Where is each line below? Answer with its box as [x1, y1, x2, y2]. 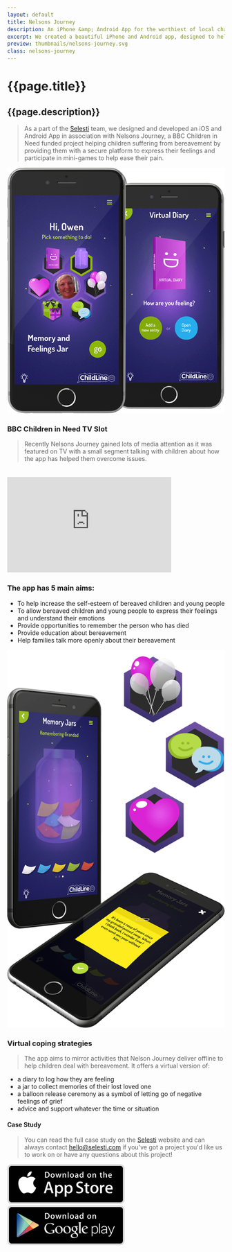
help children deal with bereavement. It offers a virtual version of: [23, 1061, 211, 1070]
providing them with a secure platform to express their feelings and [23, 146, 215, 155]
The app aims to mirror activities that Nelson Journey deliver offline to [23, 1054, 224, 1063]
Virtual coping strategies [7, 1038, 93, 1048]
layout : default [7, 11, 54, 18]
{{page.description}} [7, 106, 100, 118]
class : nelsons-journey [7, 48, 76, 55]
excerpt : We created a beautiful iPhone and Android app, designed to [7, 33, 215, 40]
